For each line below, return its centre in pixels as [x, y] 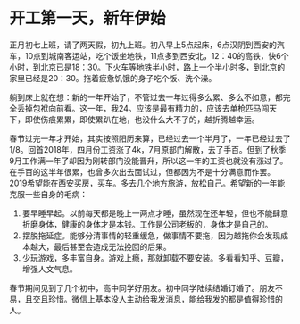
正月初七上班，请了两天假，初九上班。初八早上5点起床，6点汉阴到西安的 [143, 45]
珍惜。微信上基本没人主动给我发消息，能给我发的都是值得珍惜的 [165, 299]
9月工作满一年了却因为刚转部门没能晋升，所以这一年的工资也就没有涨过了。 [149, 161]
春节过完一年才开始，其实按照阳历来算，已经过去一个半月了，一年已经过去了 [150, 138]
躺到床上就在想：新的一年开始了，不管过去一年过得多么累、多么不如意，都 [146, 97]
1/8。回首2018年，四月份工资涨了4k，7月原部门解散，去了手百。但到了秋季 [148, 149]
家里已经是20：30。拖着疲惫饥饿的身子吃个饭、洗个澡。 [113, 78]
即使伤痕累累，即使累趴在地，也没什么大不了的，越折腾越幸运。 [142, 119]
